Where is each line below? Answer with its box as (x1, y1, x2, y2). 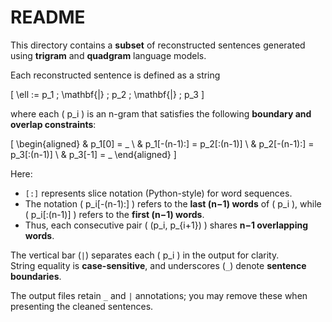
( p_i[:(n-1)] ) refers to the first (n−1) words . (24, 208, 205, 220)
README (10, 6, 86, 29)
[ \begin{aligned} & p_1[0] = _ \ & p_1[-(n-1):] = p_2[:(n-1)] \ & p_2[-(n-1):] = (10, 137, 315, 150)
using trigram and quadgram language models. (10, 49, 207, 61)
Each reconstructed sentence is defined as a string (10, 69, 221, 81)
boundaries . (10, 270, 62, 282)
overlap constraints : (10, 118, 97, 130)
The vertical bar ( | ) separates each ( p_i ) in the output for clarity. (10, 249, 280, 261)
